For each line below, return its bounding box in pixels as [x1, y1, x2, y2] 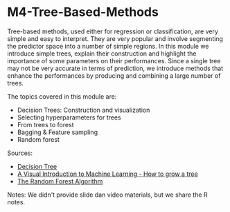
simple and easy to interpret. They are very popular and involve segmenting [7, 34, 224, 42]
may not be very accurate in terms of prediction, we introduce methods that [7, 64, 224, 72]
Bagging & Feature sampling [17, 128, 98, 136]
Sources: [7, 149, 33, 157]
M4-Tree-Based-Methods [7, 4, 159, 20]
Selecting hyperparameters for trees [17, 113, 121, 122]
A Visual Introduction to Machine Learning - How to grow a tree [17, 170, 199, 178]
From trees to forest [17, 120, 74, 129]
